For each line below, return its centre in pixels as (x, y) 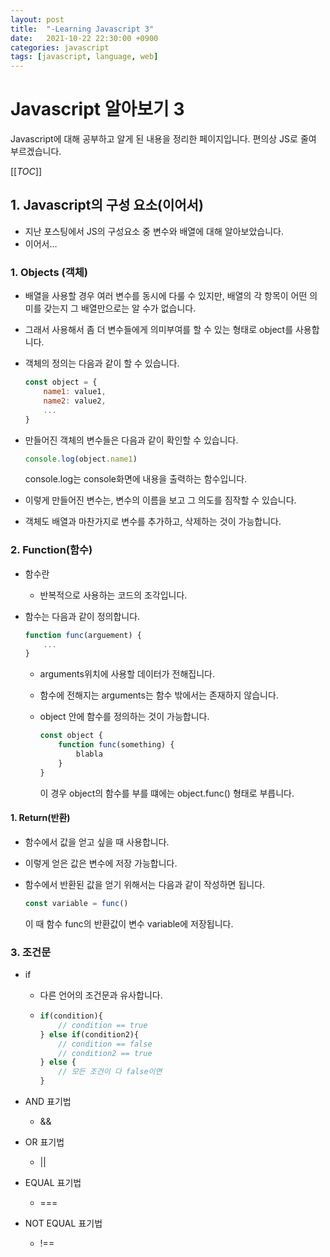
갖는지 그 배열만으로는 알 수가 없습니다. (120, 308)
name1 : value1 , (75, 392)
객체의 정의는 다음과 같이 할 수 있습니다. (102, 363)
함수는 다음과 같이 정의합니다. (82, 616)
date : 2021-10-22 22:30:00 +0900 (84, 38)
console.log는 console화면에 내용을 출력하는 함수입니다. (136, 479)
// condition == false (105, 1044)
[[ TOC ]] (26, 172)
